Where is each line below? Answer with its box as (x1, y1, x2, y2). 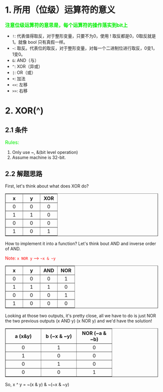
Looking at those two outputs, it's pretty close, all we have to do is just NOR (5, 313, 156, 318)
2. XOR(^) (5, 105, 44, 116)
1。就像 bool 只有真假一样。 (12, 39, 68, 45)
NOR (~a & (81, 330, 107, 336)
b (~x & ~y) (46, 333, 72, 339)
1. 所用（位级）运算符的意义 (5, 4, 115, 16)
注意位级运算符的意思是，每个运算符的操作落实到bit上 (5, 21, 128, 28)
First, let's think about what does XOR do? (5, 183, 89, 189)
